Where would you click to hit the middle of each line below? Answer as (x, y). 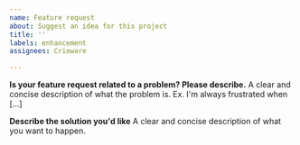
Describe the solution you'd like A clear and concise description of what (145, 122)
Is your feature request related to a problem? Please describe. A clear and (150, 85)
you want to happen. (47, 131)
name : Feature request (52, 18)
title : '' (28, 34)
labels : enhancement (48, 43)
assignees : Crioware (48, 51)
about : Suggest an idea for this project (89, 26)
